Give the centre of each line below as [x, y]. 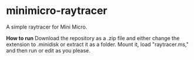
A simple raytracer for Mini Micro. [47, 27]
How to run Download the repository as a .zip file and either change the [93, 38]
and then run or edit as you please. [48, 50]
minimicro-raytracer [57, 11]
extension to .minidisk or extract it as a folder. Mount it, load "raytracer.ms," [98, 44]
